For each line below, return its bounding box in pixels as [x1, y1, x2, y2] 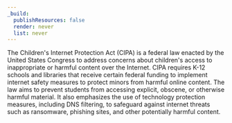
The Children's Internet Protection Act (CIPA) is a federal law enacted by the [7, 49, 224, 57]
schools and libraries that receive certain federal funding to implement [7, 71, 208, 79]
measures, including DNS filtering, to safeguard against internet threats [7, 100, 211, 108]
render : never [13, 23, 54, 30]
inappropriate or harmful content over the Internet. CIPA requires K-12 [7, 63, 206, 72]
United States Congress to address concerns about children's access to [7, 56, 213, 65]
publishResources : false [13, 17, 85, 24]
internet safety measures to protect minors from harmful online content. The [7, 78, 225, 87]
